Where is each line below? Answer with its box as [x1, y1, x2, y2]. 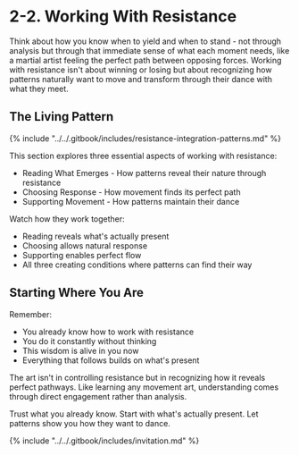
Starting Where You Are [9, 285, 145, 300]
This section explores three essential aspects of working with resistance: [9, 150, 278, 161]
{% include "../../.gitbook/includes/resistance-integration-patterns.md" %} [9, 132, 282, 144]
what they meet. [9, 83, 69, 94]
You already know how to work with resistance [21, 326, 195, 337]
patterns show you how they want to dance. [9, 417, 171, 428]
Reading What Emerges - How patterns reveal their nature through [21, 167, 267, 178]
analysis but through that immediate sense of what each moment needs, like [9, 45, 290, 55]
